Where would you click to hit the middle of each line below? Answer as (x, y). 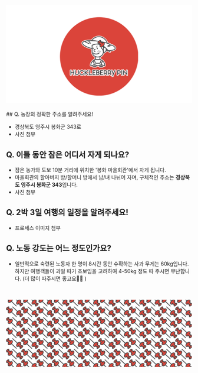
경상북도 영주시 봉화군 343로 (48, 127)
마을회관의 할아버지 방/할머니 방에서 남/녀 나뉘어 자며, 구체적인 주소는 (94, 177)
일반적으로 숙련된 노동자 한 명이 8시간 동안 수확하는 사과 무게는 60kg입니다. (102, 264)
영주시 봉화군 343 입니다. (49, 185)
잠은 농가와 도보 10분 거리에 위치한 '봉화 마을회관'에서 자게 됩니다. (90, 170)
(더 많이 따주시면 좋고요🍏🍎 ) (55, 278)
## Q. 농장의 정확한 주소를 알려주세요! (49, 114)
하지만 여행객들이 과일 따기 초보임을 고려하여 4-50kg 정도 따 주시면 (92, 271)
